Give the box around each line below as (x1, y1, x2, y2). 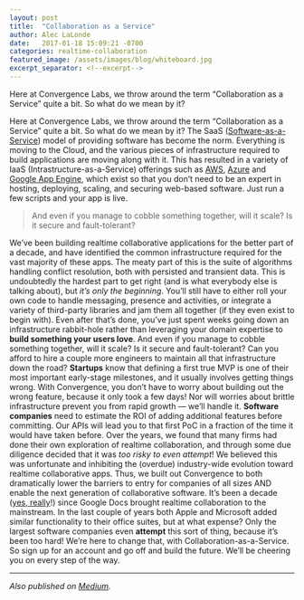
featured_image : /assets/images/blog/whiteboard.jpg (9, 55, 213, 64)
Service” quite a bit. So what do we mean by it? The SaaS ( (9, 125, 229, 136)
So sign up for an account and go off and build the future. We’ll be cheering (9, 545, 291, 556)
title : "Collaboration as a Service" (9, 22, 156, 31)
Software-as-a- (227, 125, 287, 136)
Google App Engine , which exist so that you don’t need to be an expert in (9, 173, 282, 184)
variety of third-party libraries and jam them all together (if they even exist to (9, 304, 295, 315)
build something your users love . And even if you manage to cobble (9, 333, 266, 344)
